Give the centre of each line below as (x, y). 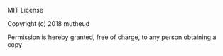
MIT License (26, 10)
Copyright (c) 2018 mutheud (49, 23)
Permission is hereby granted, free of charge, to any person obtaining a (112, 37)
